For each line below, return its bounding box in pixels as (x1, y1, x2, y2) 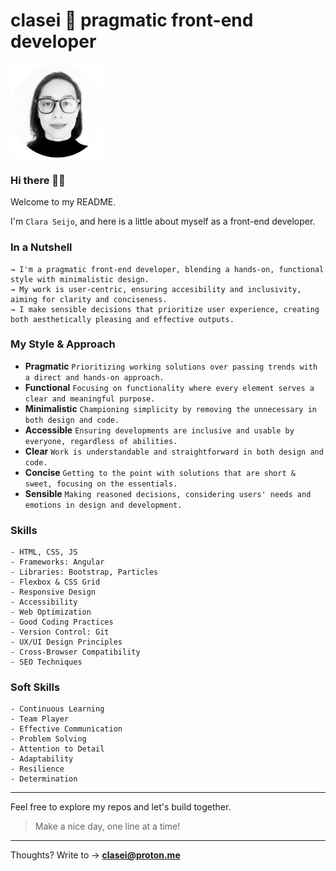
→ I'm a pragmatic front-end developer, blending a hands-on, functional (10, 264, 325, 274)
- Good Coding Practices (10, 617, 114, 628)
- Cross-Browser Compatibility (10, 647, 141, 658)
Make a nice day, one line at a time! (34, 820, 181, 833)
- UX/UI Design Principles (10, 637, 123, 648)
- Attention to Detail (10, 744, 105, 754)
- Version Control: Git (10, 627, 110, 638)
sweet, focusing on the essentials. (24, 479, 178, 489)
